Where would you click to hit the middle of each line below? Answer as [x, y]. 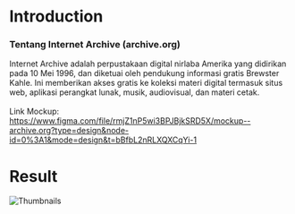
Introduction [56, 17]
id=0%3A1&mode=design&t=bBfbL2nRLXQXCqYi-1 [103, 140]
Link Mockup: [34, 111]
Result [34, 176]
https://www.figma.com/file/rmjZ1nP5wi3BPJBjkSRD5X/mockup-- [130, 121]
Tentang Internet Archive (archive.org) [95, 45]
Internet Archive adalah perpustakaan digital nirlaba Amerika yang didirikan [148, 64]
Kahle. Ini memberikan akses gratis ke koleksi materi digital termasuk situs [146, 83]
